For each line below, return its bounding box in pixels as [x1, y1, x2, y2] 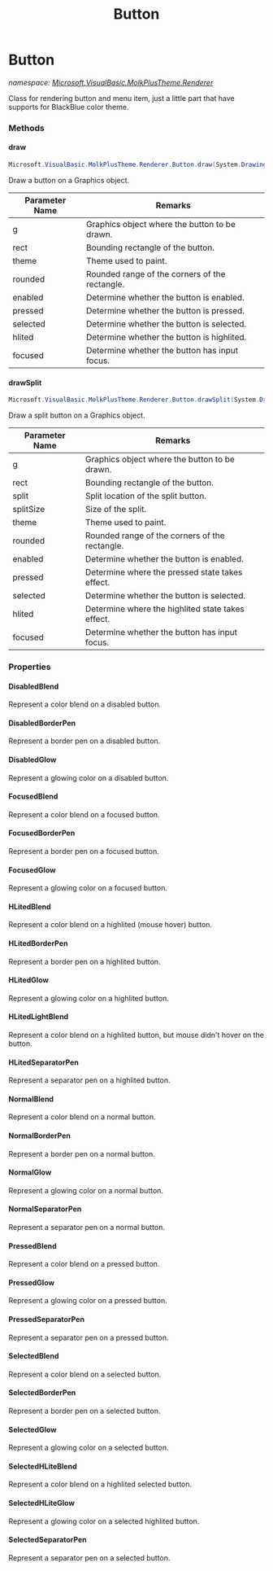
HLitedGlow [8, 975, 49, 985]
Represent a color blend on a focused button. [8, 809, 160, 819]
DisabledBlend [8, 681, 59, 691]
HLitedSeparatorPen [8, 1057, 80, 1067]
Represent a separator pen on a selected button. [8, 1552, 171, 1563]
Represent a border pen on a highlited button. [8, 956, 161, 966]
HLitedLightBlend [8, 1012, 69, 1022]
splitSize [12, 504, 45, 515]
